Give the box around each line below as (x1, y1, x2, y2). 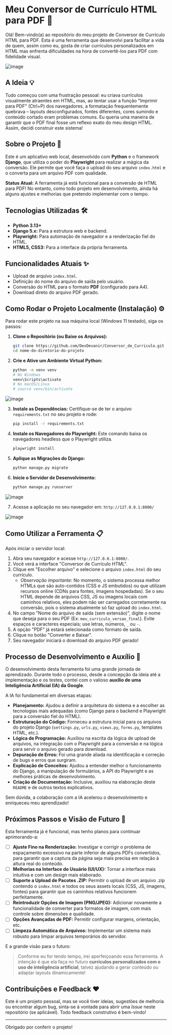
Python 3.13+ (12, 222, 42, 229)
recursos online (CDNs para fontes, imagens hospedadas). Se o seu (20, 588, 164, 594)
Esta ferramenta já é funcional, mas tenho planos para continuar (5, 829, 141, 835)
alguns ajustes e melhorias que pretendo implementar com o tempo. (5, 190, 149, 197)
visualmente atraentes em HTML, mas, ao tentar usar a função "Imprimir (5, 97, 158, 103)
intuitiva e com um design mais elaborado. (12, 872, 102, 878)
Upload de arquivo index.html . (12, 273, 78, 279)
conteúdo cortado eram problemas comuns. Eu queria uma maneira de (5, 114, 155, 120)
